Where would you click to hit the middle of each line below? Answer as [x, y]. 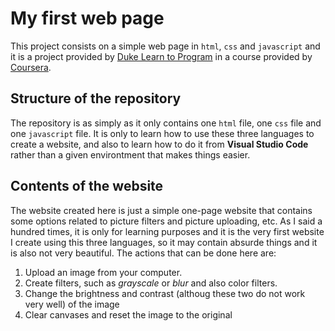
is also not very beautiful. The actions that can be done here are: [143, 253]
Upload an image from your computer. [103, 272]
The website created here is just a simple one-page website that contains [161, 210]
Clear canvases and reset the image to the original [128, 314]
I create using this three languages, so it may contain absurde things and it [164, 242]
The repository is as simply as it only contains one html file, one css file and [166, 123]
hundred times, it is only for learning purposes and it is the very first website [167, 231]
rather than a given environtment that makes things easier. [130, 154]
